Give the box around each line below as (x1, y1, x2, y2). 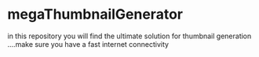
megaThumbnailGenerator (7, 5, 184, 23)
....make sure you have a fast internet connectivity (7, 39, 170, 48)
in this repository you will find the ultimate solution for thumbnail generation (7, 31, 252, 41)
